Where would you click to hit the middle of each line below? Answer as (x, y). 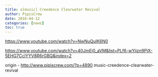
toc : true (15, 28)
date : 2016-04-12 (22, 18)
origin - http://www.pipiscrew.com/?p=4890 (49, 65)
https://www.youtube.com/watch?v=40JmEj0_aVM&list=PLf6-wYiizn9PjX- (79, 51)
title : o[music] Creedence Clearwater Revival (53, 9)
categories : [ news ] (25, 23)
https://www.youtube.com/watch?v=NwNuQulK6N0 (57, 41)
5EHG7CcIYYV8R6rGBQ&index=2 (38, 56)
